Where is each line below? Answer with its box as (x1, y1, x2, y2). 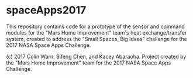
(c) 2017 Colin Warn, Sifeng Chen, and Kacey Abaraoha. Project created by (6, 53, 187, 60)
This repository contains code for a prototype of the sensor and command (6, 23, 185, 30)
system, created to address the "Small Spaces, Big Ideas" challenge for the (6, 35, 187, 42)
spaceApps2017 (6, 4, 87, 17)
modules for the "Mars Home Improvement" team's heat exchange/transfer (6, 29, 187, 36)
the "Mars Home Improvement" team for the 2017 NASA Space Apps (6, 59, 171, 66)
